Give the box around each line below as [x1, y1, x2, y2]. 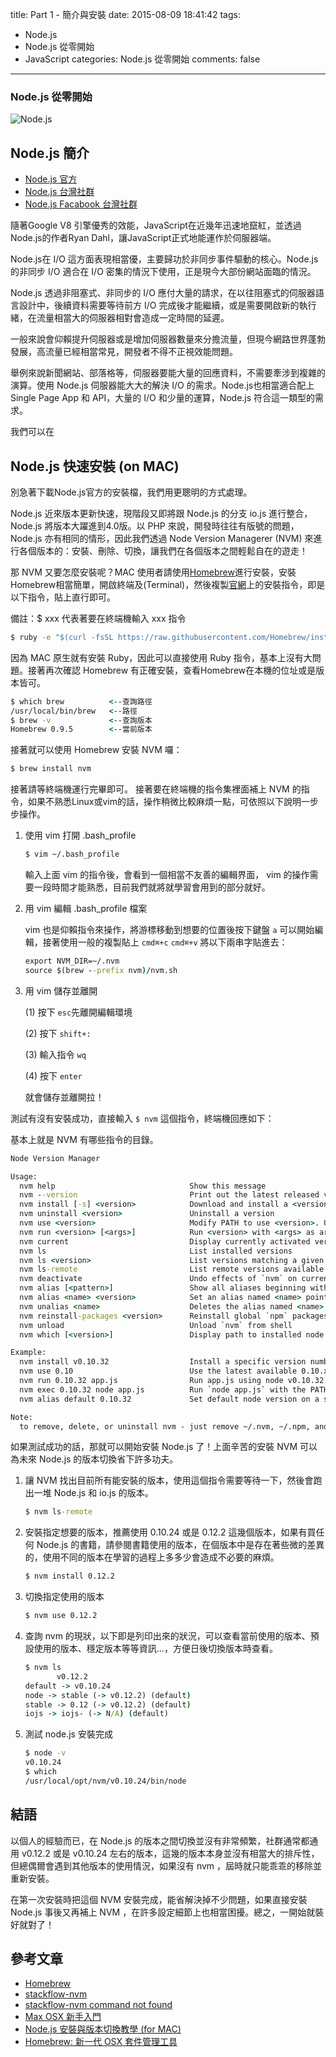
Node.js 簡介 [10, 144, 90, 162]
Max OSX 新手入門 [24, 2011, 102, 2023]
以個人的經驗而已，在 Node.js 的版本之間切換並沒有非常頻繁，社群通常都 [10, 1834, 310, 1847]
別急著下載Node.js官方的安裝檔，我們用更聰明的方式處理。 [10, 486, 253, 498]
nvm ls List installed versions [19, 1246, 293, 1256]
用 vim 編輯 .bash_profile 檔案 [24, 903, 148, 915]
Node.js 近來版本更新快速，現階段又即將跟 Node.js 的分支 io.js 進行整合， [10, 507, 313, 519]
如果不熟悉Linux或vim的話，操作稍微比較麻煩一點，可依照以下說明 [27, 796, 302, 808]
